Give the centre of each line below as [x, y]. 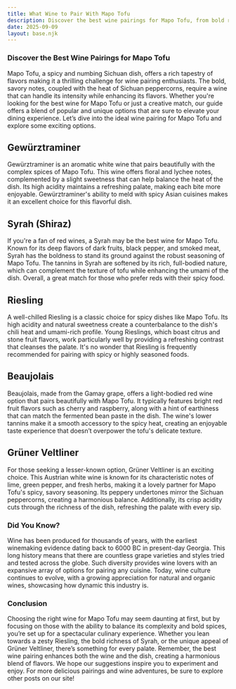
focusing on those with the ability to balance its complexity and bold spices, [117, 626]
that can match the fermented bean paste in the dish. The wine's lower [110, 416]
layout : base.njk [33, 33]
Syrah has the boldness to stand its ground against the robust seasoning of [116, 256]
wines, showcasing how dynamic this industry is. [78, 585]
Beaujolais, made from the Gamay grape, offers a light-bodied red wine [110, 393]
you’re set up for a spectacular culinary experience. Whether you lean [108, 634]
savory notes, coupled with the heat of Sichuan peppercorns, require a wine [117, 88]
